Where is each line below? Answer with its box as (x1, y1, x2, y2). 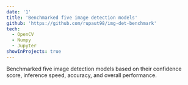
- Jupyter (12, 43, 37, 49)
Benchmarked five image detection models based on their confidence (6, 65, 182, 72)
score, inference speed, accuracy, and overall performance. (6, 71, 157, 79)
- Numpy (12, 37, 32, 43)
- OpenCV (12, 32, 34, 38)
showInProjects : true (6, 49, 62, 55)
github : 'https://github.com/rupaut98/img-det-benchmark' (6, 20, 157, 26)
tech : (6, 25, 20, 32)
